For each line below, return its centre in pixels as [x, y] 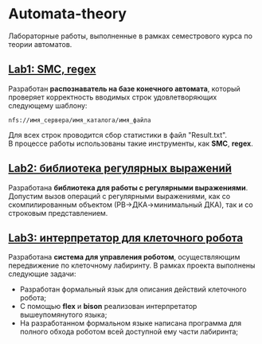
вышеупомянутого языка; [63, 315]
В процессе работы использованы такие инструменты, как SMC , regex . [131, 143]
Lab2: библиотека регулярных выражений [120, 168]
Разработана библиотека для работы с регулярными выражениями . [128, 187]
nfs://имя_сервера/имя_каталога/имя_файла [80, 120]
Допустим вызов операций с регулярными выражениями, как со [119, 196]
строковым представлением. [58, 213]
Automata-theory [68, 14]
